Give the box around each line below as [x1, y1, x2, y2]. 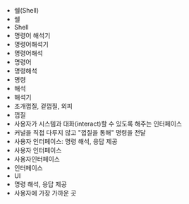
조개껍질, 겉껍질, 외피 [13, 102, 73, 110]
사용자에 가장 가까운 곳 [13, 189, 77, 197]
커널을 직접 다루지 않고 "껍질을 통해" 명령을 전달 [13, 128, 147, 136]
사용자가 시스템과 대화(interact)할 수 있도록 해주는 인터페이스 [13, 119, 182, 128]
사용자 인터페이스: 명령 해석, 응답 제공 [13, 137, 118, 145]
